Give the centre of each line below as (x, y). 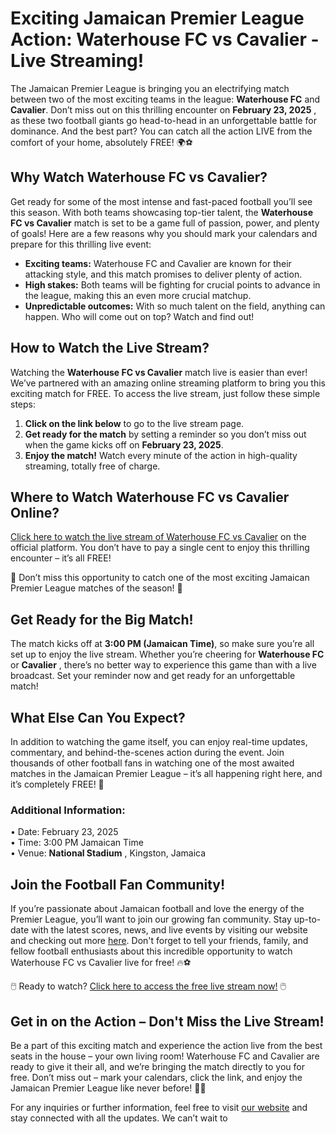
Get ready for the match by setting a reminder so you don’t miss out (165, 434)
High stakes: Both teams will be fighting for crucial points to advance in (172, 284)
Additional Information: (68, 810)
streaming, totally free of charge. (92, 466)
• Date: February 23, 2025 (64, 832)
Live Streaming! (77, 61)
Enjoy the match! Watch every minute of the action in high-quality (161, 455)
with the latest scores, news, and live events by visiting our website (169, 930)
